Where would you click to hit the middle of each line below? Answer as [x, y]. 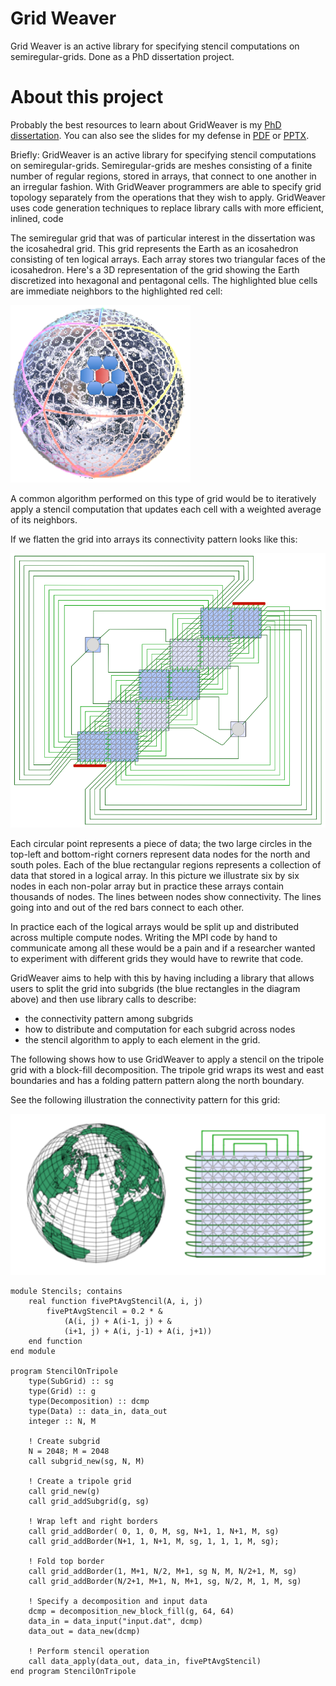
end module [33, 1351]
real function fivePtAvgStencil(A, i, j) [115, 1301]
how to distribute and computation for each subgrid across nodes [160, 1029]
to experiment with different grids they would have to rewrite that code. [157, 959]
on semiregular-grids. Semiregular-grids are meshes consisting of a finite [161, 165]
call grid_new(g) [64, 1491]
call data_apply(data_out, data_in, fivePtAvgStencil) [145, 1661]
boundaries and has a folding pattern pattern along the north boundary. [157, 1081]
